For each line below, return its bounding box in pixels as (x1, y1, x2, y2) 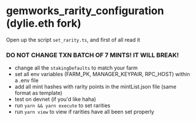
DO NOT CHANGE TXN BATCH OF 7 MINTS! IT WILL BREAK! (6, 51, 180, 59)
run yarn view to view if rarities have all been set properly (14, 108, 155, 116)
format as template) (14, 90, 63, 97)
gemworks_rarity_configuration (6, 4, 164, 18)
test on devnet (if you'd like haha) (14, 96, 97, 103)
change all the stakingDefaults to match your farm (14, 64, 138, 71)
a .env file (14, 77, 39, 84)
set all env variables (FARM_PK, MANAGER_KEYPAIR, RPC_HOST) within (14, 71, 190, 78)
